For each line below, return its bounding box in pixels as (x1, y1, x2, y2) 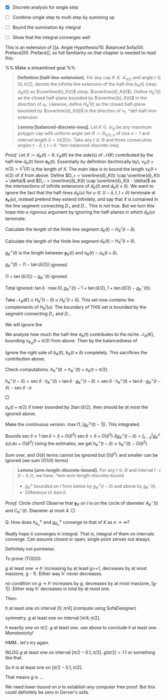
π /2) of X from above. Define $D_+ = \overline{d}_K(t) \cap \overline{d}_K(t (5, 173, 160, 179)
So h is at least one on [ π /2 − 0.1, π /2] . (5, 664, 83, 670)
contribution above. (5, 356, 45, 362)
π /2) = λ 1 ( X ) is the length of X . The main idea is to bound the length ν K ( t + (5, 165, 157, 173)
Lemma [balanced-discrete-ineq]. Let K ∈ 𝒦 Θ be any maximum (17, 124, 151, 131)
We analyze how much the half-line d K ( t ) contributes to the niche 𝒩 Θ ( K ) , (5, 331, 155, 338)
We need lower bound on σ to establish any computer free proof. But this (5, 684, 155, 690)
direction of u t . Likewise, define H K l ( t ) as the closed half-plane (17, 100, 146, 108)
